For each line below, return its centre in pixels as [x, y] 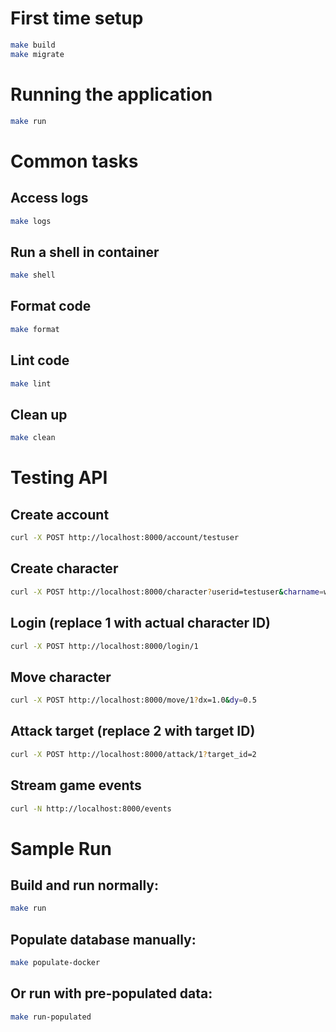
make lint [31, 383]
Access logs [49, 198]
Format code [51, 306]
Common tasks [74, 161]
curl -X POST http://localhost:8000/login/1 [104, 646]
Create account [60, 514]
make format [35, 329]
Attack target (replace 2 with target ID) [133, 731]
